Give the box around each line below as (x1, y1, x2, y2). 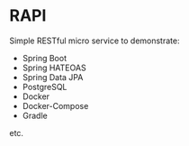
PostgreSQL (22, 81, 67, 92)
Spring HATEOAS (22, 62, 87, 73)
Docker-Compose (22, 100, 89, 111)
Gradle (22, 110, 48, 121)
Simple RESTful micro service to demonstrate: (9, 35, 180, 46)
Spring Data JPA (22, 71, 84, 82)
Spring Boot (22, 52, 67, 63)
